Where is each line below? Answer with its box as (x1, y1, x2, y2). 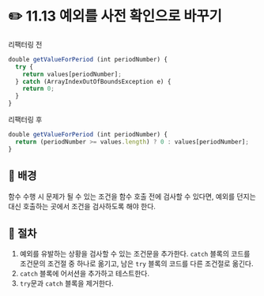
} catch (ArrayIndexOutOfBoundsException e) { (15, 77, 172, 85)
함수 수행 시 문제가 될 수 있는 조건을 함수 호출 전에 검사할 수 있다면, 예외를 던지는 (8, 191, 257, 201)
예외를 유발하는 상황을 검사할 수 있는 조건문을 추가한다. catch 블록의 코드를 (19, 249, 251, 259)
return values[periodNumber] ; (22, 70, 123, 78)
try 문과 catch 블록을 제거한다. (19, 279, 114, 288)
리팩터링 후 (8, 115, 43, 125)
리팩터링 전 (8, 39, 43, 49)
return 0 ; (22, 84, 55, 93)
